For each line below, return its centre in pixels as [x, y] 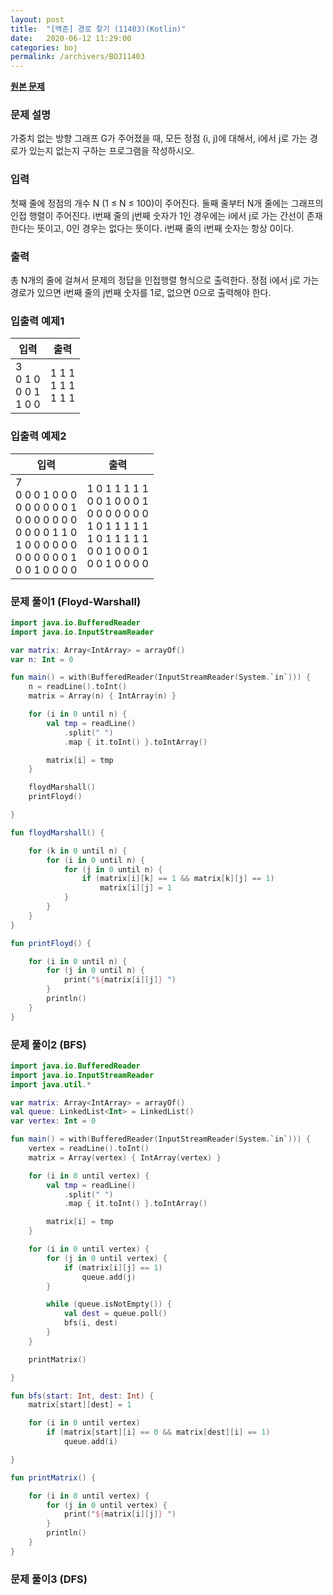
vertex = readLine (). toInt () [89, 1149]
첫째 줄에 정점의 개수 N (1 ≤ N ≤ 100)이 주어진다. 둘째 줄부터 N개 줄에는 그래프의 [167, 203]
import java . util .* [51, 1084]
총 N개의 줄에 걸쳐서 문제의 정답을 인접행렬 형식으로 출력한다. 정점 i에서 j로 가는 [165, 280]
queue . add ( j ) [109, 1277]
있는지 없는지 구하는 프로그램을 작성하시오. [111, 151]
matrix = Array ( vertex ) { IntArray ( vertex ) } [125, 1157]
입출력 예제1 [37, 321]
